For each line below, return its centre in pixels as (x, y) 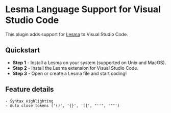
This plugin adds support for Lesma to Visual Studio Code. (67, 34)
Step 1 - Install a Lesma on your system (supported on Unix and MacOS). (89, 63)
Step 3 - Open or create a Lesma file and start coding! (69, 73)
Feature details (30, 89)
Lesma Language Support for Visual (83, 9)
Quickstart (23, 50)
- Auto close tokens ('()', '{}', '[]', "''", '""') (63, 105)
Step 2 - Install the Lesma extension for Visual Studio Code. (76, 68)
